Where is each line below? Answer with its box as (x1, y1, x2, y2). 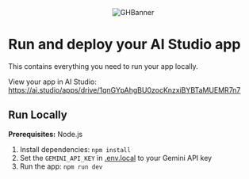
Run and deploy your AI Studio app (8, 36, 241, 54)
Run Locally (8, 109, 67, 122)
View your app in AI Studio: (8, 77, 97, 86)
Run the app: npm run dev (19, 162, 103, 171)
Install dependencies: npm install (19, 144, 131, 154)
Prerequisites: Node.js (8, 129, 83, 139)
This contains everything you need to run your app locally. (8, 61, 198, 70)
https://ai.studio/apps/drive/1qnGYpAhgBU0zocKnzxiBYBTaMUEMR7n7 (8, 85, 241, 94)
